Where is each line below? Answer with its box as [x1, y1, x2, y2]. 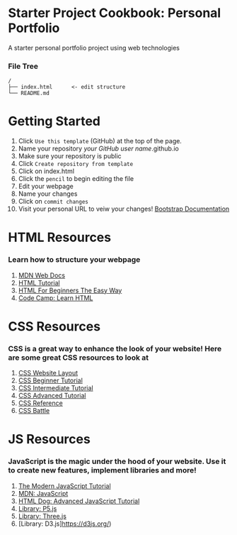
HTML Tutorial [18, 278, 60, 287]
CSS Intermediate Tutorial [18, 384, 94, 392]
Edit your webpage [18, 182, 74, 191]
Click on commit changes [18, 197, 89, 206]
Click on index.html [18, 167, 75, 175]
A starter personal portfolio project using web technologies [8, 43, 180, 52]
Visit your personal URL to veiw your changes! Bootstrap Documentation [18, 204, 230, 214]
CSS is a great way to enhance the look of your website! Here [8, 343, 222, 353]
